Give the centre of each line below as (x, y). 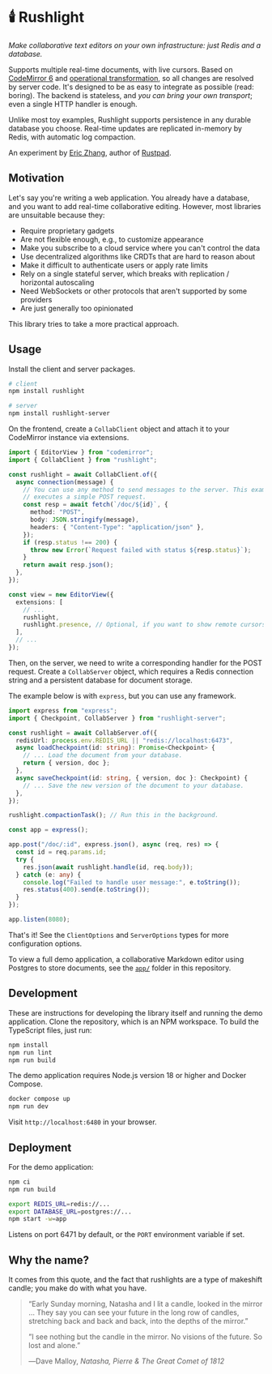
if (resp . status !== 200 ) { (70, 542)
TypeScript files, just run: (50, 1030)
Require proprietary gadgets (67, 230)
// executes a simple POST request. (85, 497)
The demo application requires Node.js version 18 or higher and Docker (127, 1076)
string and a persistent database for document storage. (100, 680)
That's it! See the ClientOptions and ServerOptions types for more (119, 935)
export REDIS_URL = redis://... (59, 1204)
